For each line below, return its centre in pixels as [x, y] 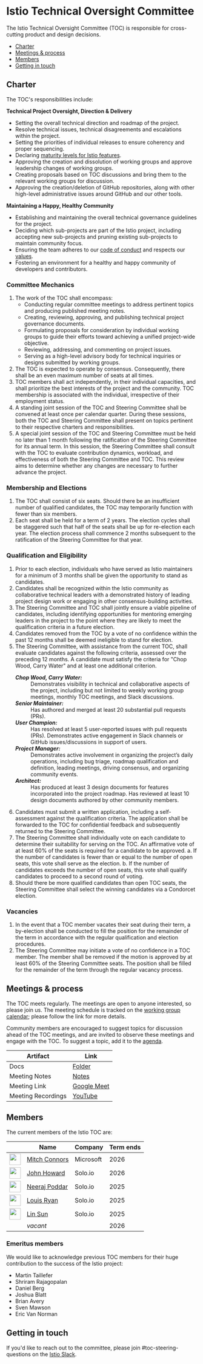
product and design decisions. [63, 34]
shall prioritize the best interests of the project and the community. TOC [105, 388]
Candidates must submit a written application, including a [87, 811]
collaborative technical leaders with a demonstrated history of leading [102, 595]
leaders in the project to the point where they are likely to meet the [98, 620]
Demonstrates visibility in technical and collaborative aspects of [110, 684]
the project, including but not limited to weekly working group [107, 690]
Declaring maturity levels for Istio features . [68, 155]
